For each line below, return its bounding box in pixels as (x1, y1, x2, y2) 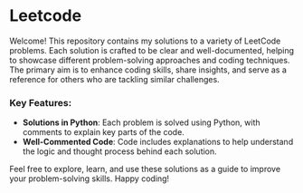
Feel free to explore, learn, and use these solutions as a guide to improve (9, 164, 281, 175)
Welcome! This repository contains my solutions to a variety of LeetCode (9, 35, 281, 46)
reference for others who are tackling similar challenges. (9, 73, 220, 84)
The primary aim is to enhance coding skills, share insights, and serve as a (9, 64, 288, 75)
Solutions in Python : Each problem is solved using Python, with (22, 117, 260, 128)
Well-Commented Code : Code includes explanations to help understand (22, 137, 294, 148)
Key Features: (9, 96, 72, 109)
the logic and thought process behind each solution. (22, 146, 217, 157)
